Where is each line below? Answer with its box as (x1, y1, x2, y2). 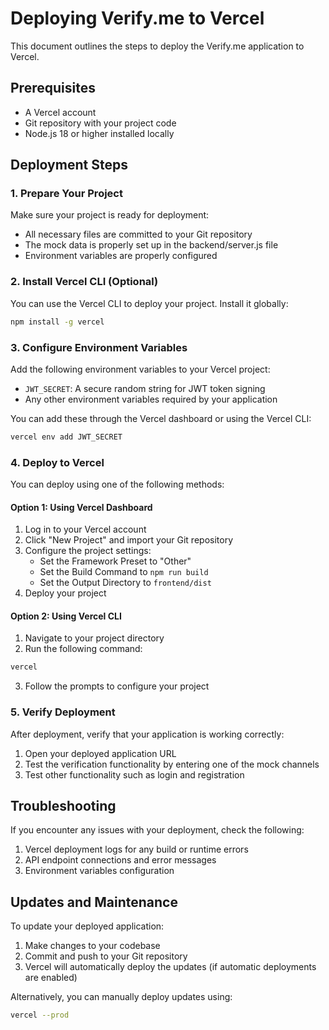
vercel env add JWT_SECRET (10, 432, 123, 442)
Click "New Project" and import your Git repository (24, 534, 234, 546)
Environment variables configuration (24, 865, 175, 877)
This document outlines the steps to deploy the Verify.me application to (10, 40, 305, 52)
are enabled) (24, 972, 78, 984)
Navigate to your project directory (24, 632, 165, 644)
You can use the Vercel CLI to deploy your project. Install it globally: (10, 297, 289, 309)
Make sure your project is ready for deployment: (10, 209, 210, 221)
